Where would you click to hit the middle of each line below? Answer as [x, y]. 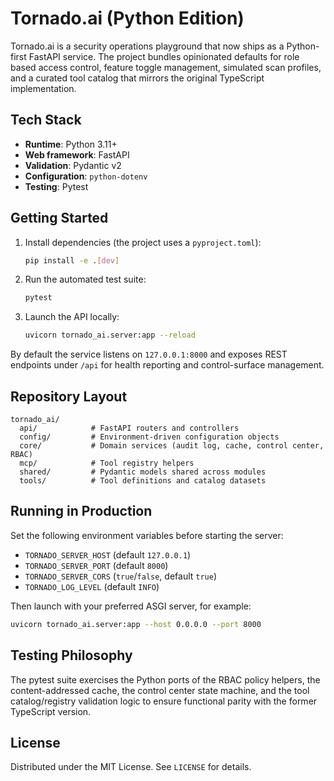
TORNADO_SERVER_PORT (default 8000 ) [96, 565]
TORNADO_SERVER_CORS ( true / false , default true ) [121, 576]
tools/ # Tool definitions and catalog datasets [143, 481]
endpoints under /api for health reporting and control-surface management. [167, 365]
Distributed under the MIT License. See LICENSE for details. [131, 767]
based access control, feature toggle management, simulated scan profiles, [166, 67]
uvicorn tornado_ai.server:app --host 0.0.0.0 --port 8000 [136, 624]
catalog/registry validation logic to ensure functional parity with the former [164, 701]
